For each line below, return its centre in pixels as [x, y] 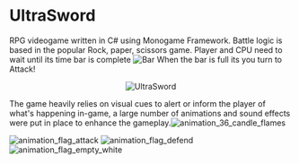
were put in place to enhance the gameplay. [90, 123]
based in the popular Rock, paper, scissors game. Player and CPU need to [146, 49]
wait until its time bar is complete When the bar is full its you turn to [146, 59]
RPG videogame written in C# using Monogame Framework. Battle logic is [146, 40]
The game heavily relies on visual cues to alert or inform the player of [138, 103]
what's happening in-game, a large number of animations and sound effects [150, 113]
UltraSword [53, 16]
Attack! [22, 69]
